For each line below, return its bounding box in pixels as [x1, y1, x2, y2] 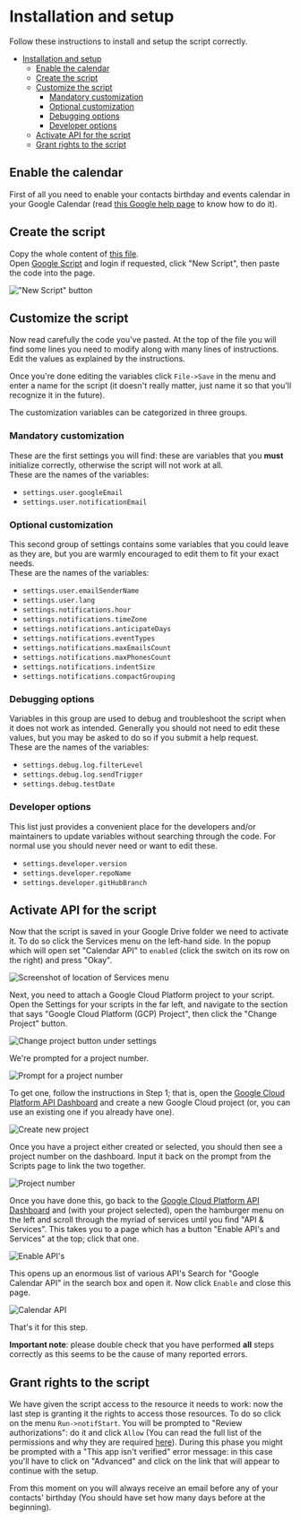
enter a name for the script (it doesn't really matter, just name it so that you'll [9, 380, 292, 391]
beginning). [9, 1502, 52, 1513]
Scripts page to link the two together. [9, 1160, 146, 1171]
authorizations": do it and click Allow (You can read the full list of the [9, 1428, 262, 1438]
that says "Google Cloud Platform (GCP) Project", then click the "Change [9, 1009, 278, 1020]
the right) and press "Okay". [9, 955, 113, 966]
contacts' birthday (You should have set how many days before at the [9, 1492, 266, 1503]
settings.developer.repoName [21, 868, 132, 878]
